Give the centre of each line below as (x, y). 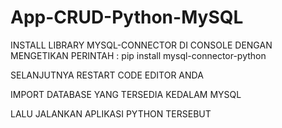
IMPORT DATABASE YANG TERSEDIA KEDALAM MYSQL (126, 94)
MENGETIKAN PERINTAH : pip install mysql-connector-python (138, 55)
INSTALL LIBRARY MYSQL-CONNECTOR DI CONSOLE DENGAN (141, 45)
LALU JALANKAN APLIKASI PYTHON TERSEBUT (111, 113)
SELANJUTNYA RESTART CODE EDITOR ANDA (107, 75)
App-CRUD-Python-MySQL (127, 17)
